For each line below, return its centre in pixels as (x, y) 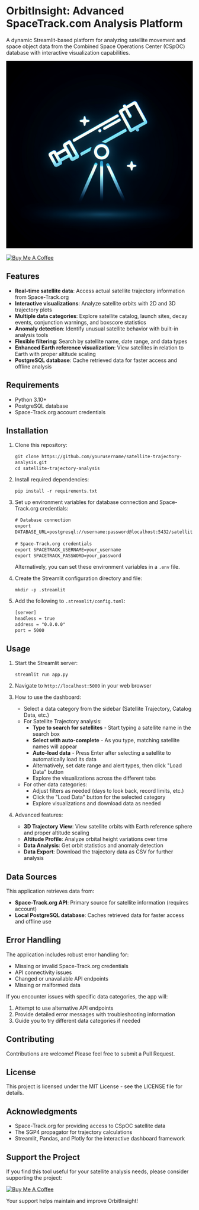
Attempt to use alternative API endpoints (64, 1008)
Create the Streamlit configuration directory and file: (78, 578)
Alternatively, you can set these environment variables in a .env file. (97, 567)
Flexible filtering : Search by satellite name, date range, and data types (101, 341)
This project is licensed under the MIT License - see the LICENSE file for (94, 1086)
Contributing (30, 1039)
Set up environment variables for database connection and (86, 502)
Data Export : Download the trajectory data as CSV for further (98, 852)
